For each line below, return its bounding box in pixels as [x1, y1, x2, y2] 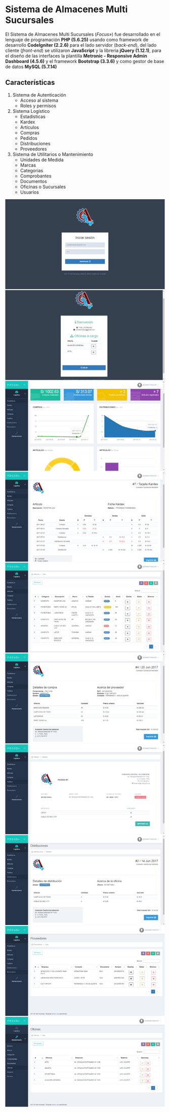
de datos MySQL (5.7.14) [5, 64, 57, 70]
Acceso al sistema [20, 97, 59, 103]
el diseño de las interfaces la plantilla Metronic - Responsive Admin [5, 52, 148, 59]
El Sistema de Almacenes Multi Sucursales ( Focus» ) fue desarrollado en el [5, 31, 160, 37]
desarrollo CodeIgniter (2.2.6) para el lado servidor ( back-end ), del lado [5, 42, 157, 48]
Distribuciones [20, 140, 51, 146]
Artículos [20, 124, 39, 130]
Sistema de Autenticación [12, 91, 66, 98]
